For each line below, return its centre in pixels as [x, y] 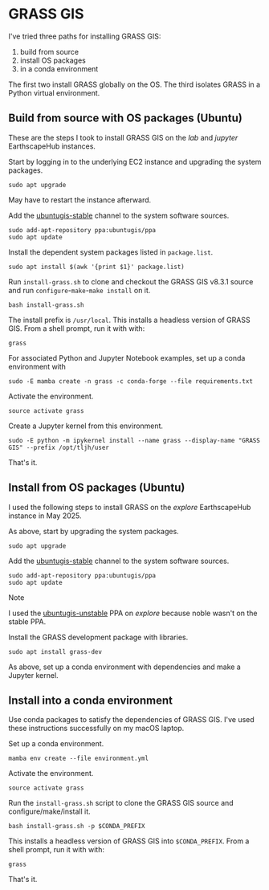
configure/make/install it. [49, 811]
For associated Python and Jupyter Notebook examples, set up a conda [127, 357]
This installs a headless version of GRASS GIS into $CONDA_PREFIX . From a [129, 841]
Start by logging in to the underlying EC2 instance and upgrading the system [135, 161]
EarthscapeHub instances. [52, 146]
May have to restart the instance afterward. [80, 200]
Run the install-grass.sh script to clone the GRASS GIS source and [121, 803]
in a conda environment [59, 68]
